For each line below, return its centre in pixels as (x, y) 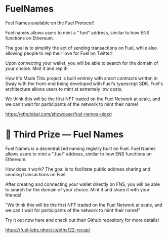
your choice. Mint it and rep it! (36, 68)
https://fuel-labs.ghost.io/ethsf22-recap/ (48, 230)
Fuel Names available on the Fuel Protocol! (50, 23)
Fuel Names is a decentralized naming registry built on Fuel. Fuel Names (80, 148)
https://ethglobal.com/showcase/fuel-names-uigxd (59, 114)
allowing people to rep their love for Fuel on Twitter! (59, 53)
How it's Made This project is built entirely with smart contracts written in (81, 78)
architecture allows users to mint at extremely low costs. (64, 89)
